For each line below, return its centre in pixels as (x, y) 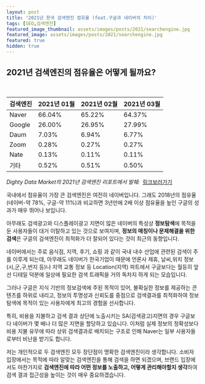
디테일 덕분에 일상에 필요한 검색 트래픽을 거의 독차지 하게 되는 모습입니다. (100, 274)
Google (20, 124)
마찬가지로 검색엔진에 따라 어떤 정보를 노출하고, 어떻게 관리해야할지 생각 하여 (107, 367)
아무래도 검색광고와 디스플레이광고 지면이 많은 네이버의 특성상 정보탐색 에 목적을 (101, 223)
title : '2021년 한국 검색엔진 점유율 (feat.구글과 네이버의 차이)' (82, 18)
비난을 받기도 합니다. (47, 339)
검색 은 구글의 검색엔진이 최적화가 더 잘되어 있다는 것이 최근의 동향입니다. (93, 238)
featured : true (26, 40)
